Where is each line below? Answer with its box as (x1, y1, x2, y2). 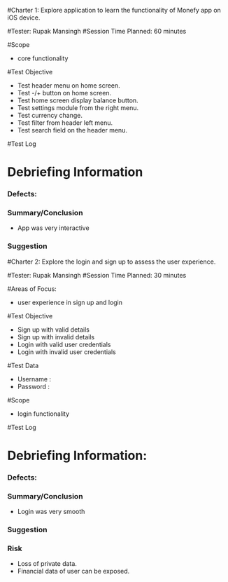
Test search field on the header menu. (17, 126, 128, 134)
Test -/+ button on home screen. (17, 89, 112, 97)
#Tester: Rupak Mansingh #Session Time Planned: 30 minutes (7, 271, 187, 279)
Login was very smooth (17, 508, 85, 516)
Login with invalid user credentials (17, 347, 117, 356)
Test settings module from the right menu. (17, 104, 139, 111)
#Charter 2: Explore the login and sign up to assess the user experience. (7, 257, 216, 266)
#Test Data (7, 361, 39, 370)
